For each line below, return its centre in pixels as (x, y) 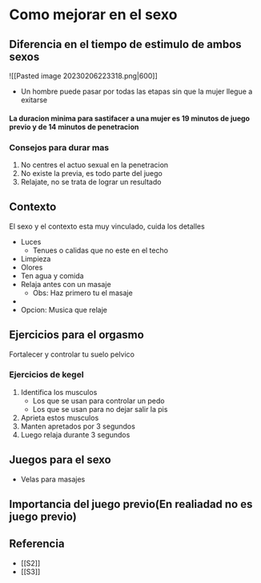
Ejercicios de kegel (46, 375)
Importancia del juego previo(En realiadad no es (131, 504)
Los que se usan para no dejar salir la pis (100, 409)
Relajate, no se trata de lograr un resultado (91, 182)
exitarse (34, 100)
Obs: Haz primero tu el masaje (82, 293)
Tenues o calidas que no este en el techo (100, 250)
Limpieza (36, 258)
